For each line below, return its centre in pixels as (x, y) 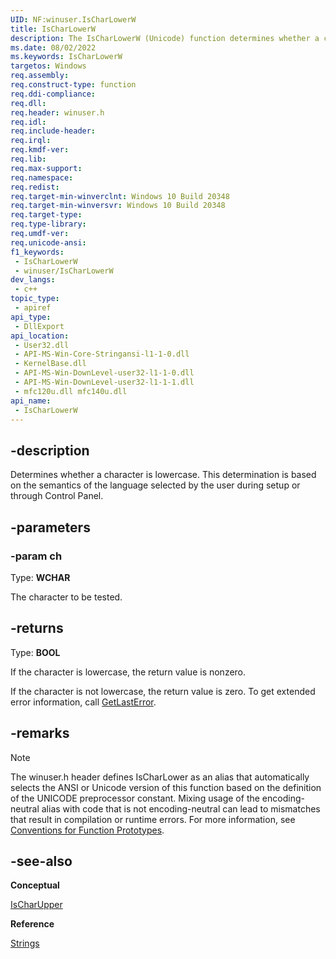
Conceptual (35, 885)
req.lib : (28, 159)
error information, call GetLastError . (83, 702)
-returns (37, 628)
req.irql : (31, 141)
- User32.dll (42, 345)
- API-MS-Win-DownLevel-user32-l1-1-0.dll (104, 373)
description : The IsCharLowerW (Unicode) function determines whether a (165, 38)
